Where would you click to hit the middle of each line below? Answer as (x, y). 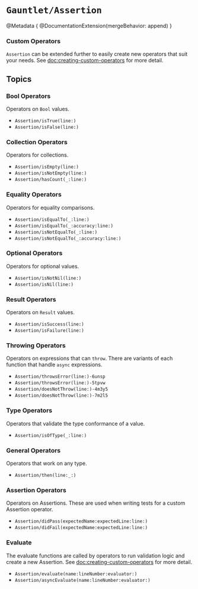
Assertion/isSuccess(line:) (49, 324)
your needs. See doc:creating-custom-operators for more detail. (85, 61)
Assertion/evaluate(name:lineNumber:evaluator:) (76, 574)
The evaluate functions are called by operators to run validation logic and (95, 555)
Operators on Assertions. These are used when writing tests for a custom (96, 503)
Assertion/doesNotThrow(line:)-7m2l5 (61, 396)
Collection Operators (37, 142)
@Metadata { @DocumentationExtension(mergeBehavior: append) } (89, 26)
